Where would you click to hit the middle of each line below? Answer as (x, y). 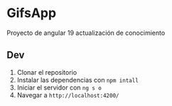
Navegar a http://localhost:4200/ (68, 95)
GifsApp (32, 13)
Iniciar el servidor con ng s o (59, 88)
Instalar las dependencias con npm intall (78, 80)
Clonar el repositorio (47, 72)
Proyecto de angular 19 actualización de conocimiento (86, 33)
